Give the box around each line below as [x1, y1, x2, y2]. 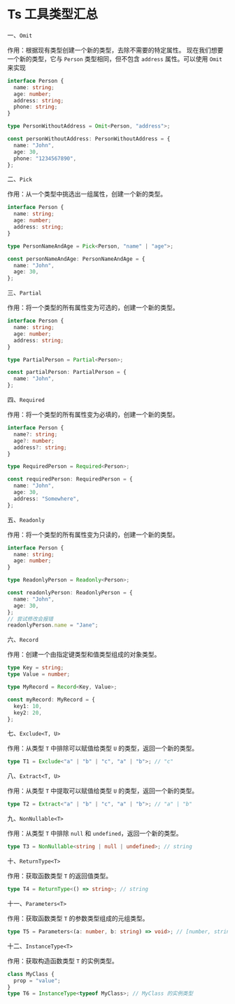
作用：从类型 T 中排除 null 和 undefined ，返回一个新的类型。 [7, 829, 183, 838]
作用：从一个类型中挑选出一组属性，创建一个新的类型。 [7, 190, 166, 199]
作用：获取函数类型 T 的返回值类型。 [7, 871, 113, 881]
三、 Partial [7, 288, 42, 297]
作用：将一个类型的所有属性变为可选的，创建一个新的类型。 [7, 303, 179, 312]
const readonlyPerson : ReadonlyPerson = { [7, 589, 133, 596]
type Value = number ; [7, 671, 71, 678]
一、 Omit [7, 31, 33, 39]
